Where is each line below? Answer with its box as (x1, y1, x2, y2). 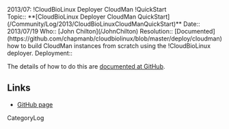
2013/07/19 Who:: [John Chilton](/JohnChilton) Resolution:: (7, 27, 173, 35)
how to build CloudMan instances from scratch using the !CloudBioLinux (7, 42, 211, 49)
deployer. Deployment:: (7, 49, 73, 57)
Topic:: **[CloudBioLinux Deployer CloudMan (7, 12, 137, 21)
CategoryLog (7, 113, 44, 121)
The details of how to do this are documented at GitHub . (7, 62, 165, 70)
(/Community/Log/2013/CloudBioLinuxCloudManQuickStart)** (7, 20, 183, 28)
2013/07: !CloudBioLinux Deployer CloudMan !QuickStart (7, 5, 167, 13)
